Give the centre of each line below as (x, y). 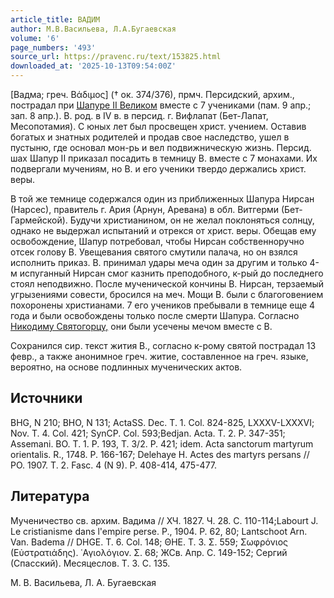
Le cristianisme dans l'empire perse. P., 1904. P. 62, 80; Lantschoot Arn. (159, 531)
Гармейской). (39, 220)
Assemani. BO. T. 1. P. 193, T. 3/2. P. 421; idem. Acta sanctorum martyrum (162, 443)
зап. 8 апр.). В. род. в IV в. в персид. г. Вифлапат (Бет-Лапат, (139, 115)
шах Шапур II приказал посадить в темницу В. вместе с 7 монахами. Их (164, 158)
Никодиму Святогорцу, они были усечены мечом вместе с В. (141, 326)
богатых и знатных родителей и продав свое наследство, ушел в (150, 137)
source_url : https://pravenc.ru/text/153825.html (116, 57)
